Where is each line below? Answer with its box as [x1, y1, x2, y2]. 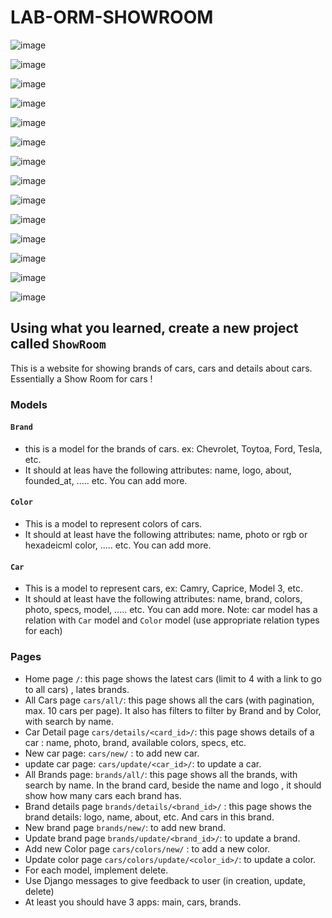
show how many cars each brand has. [24, 789, 182, 801]
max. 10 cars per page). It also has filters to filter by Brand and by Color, [24, 704, 322, 716]
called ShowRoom [10, 336, 107, 353]
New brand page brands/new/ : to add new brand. [24, 821, 226, 833]
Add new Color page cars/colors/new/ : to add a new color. [24, 842, 271, 855]
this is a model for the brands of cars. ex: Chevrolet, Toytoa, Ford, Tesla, [24, 442, 323, 455]
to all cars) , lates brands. [24, 683, 130, 695]
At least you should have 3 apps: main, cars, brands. [24, 896, 242, 908]
